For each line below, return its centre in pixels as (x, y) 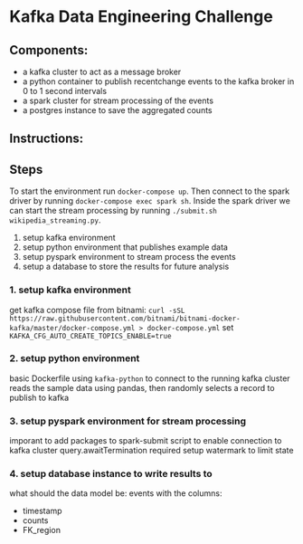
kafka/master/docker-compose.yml (72, 328)
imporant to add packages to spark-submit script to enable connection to (146, 441)
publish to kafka (39, 397)
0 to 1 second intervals (64, 91)
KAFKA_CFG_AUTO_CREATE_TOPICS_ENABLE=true (90, 336)
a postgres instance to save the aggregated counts (117, 110)
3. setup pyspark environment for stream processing (128, 421)
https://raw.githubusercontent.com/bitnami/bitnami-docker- (125, 319)
